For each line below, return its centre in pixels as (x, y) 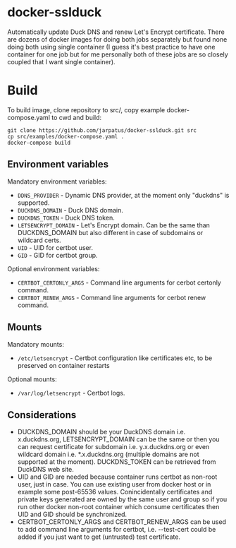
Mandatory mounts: (36, 344)
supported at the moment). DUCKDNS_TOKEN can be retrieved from (117, 462)
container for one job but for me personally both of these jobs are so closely (118, 54)
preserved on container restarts (64, 365)
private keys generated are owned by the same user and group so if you (122, 499)
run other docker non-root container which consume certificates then (118, 507)
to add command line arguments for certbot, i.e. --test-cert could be (117, 530)
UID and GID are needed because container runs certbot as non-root (117, 477)
